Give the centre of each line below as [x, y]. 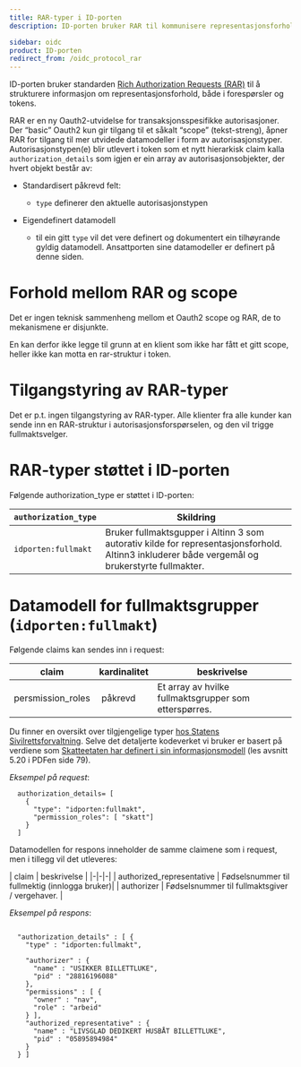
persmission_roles [52, 698]
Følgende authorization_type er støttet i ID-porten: [102, 495]
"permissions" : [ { [64, 992]
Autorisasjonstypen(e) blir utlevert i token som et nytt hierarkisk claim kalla [147, 150]
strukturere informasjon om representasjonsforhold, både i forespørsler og [146, 94]
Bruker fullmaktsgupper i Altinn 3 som [185, 532]
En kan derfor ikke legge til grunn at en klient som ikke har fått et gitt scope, [149, 345]
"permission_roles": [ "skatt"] [93, 817]
